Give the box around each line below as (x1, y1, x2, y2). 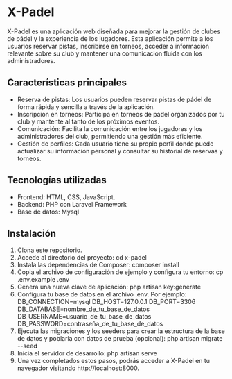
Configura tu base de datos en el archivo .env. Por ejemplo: (17, 290, 187, 298)
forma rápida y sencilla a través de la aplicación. (17, 102, 156, 111)
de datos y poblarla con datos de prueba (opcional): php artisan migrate (17, 335, 223, 343)
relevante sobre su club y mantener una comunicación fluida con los (7, 49, 203, 58)
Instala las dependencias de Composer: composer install (17, 261, 179, 269)
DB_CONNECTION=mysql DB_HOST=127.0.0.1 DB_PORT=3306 (17, 298, 196, 306)
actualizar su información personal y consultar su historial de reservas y (17, 146, 223, 155)
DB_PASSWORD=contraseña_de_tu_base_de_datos (17, 320, 163, 328)
